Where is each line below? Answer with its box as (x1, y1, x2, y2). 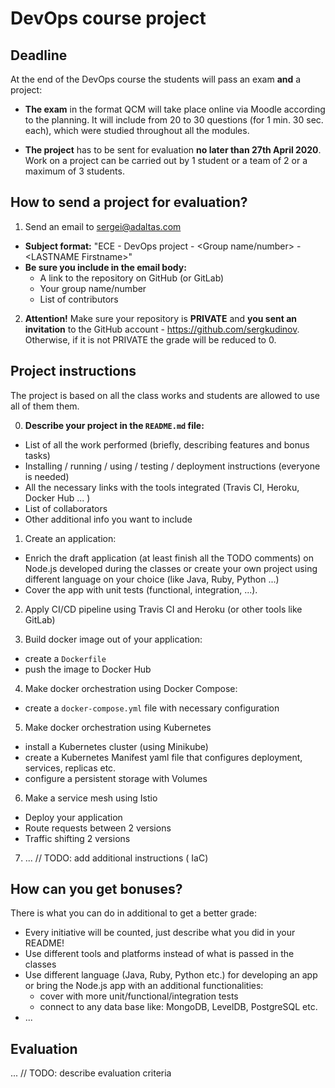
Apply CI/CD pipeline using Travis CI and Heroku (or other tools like (24, 603, 303, 615)
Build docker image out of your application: (24, 633, 203, 645)
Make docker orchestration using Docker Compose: (24, 682, 238, 694)
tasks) (24, 449, 51, 461)
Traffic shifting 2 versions (24, 832, 131, 844)
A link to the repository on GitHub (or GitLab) (39, 272, 225, 284)
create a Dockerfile (24, 652, 107, 664)
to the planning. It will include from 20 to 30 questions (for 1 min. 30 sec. (24, 114, 324, 126)
